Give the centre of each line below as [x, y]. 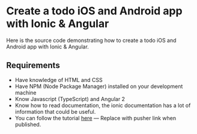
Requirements [33, 66]
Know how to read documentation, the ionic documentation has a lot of [103, 105]
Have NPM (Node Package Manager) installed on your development [99, 86]
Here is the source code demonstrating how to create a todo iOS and [91, 40]
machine [26, 92]
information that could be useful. [55, 111]
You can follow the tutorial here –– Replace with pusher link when [95, 118]
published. [28, 124]
